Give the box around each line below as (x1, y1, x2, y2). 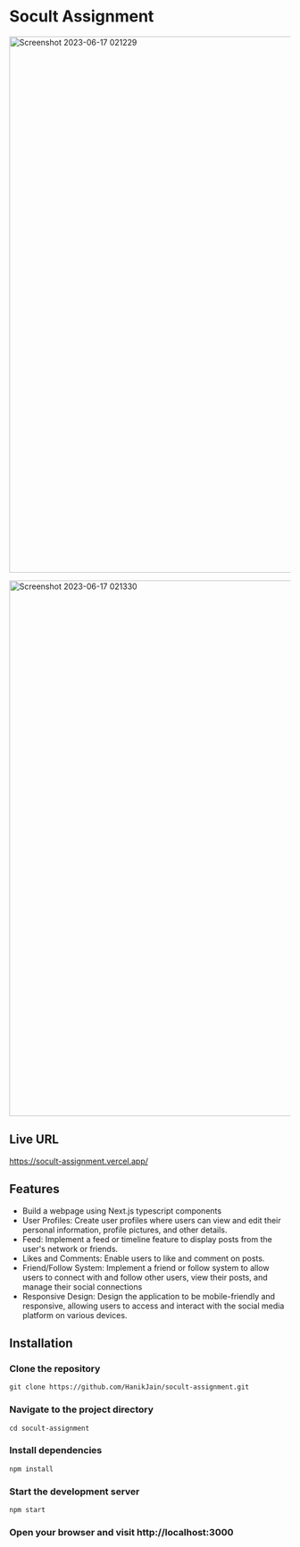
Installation (9, 1335, 73, 1350)
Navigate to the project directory (9, 1403, 154, 1416)
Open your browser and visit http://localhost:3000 (9, 1526, 234, 1539)
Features (9, 1181, 60, 1197)
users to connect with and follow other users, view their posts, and (21, 1272, 268, 1282)
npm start (9, 1506, 46, 1515)
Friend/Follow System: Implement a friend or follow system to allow (21, 1262, 270, 1273)
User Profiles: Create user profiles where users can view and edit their (21, 1215, 281, 1225)
